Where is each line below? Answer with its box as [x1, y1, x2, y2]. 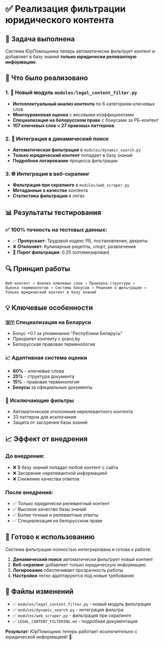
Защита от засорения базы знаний [12, 419, 88, 425]
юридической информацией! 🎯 [5, 634, 72, 640]
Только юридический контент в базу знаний [5, 290, 96, 295]
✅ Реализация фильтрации [5, 3, 126, 15]
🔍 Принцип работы [5, 265, 71, 273]
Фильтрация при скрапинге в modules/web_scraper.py [12, 182, 129, 188]
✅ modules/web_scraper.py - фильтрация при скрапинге [12, 612, 132, 618]
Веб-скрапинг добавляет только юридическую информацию [12, 561, 146, 567]
